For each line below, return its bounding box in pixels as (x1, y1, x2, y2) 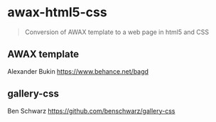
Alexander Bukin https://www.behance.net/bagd (7, 67, 149, 75)
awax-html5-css (7, 4, 108, 21)
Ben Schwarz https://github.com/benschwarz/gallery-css (7, 106, 175, 115)
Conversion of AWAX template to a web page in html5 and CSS (24, 28, 210, 36)
